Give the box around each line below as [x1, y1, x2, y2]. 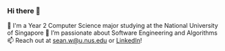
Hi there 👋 [7, 6, 41, 16]
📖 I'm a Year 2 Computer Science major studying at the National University [7, 22, 219, 30]
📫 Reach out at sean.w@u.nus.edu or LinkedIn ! [7, 37, 142, 45]
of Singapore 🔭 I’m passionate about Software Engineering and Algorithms [7, 29, 218, 37]
